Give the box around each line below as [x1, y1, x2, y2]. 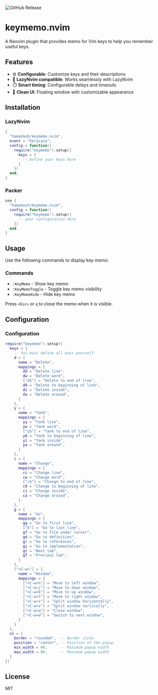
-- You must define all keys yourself [14, 350, 94, 356]
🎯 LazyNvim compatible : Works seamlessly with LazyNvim [12, 76, 133, 82]
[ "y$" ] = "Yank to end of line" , [23, 428, 92, 434]
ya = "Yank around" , [23, 443, 65, 448]
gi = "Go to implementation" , [23, 544, 85, 549]
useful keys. [5, 44, 30, 49]
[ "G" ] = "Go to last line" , [23, 525, 80, 530]
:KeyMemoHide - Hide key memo [12, 291, 76, 297]
